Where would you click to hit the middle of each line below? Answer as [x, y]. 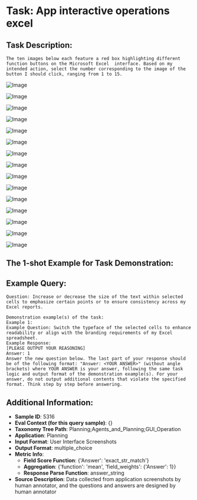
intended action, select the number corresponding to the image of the [96, 69]
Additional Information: [50, 403]
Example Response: [29, 343]
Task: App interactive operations [88, 11]
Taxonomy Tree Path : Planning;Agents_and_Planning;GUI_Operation [98, 429]
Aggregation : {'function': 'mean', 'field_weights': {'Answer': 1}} [100, 467]
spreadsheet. [22, 338]
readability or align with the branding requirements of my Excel [89, 333]
